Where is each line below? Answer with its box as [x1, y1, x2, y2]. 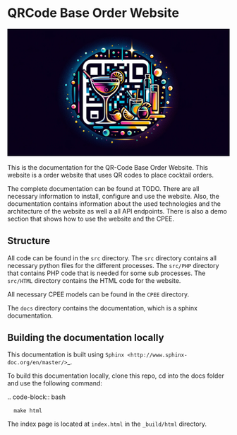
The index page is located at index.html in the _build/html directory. [7, 419, 207, 429]
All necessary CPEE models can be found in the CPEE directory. [7, 290, 189, 298]
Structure [7, 235, 51, 247]
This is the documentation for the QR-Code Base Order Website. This [7, 163, 208, 171]
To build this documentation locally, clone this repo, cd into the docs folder [7, 371, 224, 380]
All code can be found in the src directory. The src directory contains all [7, 253, 217, 262]
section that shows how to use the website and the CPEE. [7, 214, 175, 223]
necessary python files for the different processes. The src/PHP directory [7, 261, 219, 269]
